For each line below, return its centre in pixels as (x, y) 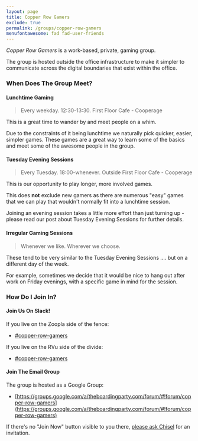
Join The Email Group (33, 372)
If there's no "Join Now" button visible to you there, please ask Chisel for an (98, 426)
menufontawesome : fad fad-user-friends (55, 34)
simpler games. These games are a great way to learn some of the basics (95, 140)
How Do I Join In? (32, 297)
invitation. (18, 433)
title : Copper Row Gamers (38, 17)
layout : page (22, 12)
